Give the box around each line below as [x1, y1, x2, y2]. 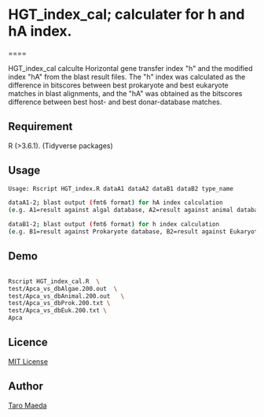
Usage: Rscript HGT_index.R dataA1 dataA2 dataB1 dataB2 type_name [8, 184, 234, 192]
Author [8, 380, 43, 393]
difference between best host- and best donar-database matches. [8, 97, 222, 106]
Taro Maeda [8, 400, 47, 410]
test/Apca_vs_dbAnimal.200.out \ [8, 292, 125, 300]
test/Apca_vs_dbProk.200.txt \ [8, 300, 111, 307]
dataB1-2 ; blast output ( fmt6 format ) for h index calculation [8, 221, 220, 229]
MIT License [8, 356, 49, 366]
